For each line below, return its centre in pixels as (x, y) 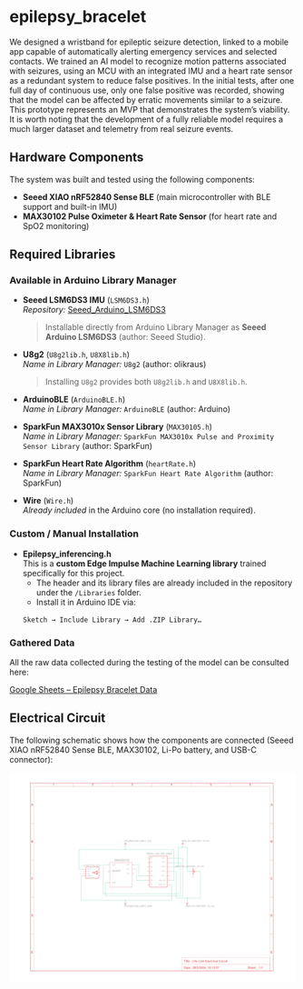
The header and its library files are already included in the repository (164, 583)
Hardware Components (77, 158)
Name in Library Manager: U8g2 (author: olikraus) (114, 365)
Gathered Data (42, 643)
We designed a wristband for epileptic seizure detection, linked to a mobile (149, 42)
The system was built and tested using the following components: (132, 179)
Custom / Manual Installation (74, 534)
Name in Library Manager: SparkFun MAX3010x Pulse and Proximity (148, 436)
